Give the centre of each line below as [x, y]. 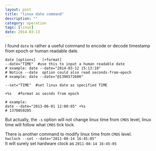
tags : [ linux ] [19, 28]
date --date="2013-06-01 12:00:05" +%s [45, 106]
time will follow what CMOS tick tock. [40, 125]
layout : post [18, 9]
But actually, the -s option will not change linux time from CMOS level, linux [78, 120]
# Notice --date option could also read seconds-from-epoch [68, 73]
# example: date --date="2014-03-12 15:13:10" [53, 68]
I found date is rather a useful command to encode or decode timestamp [78, 46]
